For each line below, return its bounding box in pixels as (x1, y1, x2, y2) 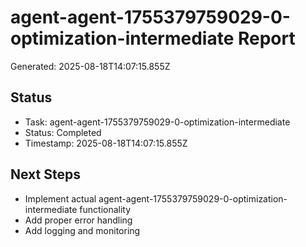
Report (237, 27, 296, 50)
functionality (79, 203, 132, 215)
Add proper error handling (24, 214, 133, 226)
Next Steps (10, 166, 81, 183)
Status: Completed (24, 126, 102, 138)
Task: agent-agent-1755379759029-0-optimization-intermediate (24, 116, 291, 128)
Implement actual (24, 192, 97, 205)
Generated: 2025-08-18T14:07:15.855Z (10, 60, 171, 72)
